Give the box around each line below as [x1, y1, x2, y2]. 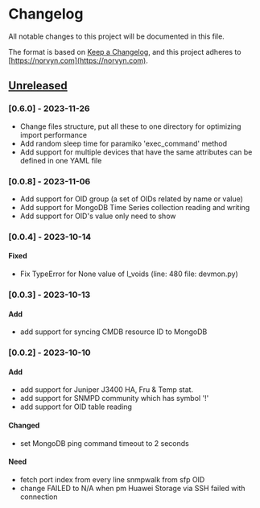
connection [19, 492, 58, 502]
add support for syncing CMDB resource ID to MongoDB [19, 327, 208, 337]
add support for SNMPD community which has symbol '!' [19, 394, 209, 403]
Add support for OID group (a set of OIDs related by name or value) [19, 194, 244, 204]
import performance [19, 130, 87, 139]
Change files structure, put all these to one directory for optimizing [19, 122, 241, 131]
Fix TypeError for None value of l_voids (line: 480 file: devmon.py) [19, 269, 239, 279]
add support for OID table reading [19, 402, 133, 411]
